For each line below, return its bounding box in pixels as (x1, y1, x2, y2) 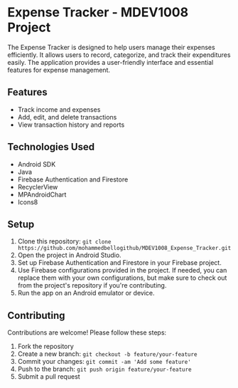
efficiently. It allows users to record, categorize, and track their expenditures (7, 51, 231, 59)
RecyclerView (17, 182, 58, 191)
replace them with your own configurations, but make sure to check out (17, 273, 227, 282)
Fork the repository (17, 342, 75, 351)
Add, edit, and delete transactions (17, 112, 117, 121)
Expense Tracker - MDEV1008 (7, 4, 189, 21)
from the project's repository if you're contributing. (17, 281, 167, 290)
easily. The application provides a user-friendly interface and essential (7, 58, 214, 66)
